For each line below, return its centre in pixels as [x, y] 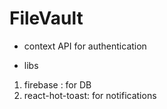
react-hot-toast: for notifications [90, 95]
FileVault [46, 18]
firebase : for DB [57, 84]
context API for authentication [85, 46]
